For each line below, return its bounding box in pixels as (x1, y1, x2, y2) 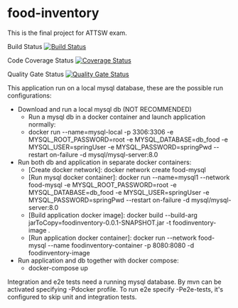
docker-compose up (28, 263, 89, 272)
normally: (28, 120, 56, 129)
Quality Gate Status (7, 70, 64, 78)
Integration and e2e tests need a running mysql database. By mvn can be (7, 277, 222, 286)
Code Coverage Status (7, 55, 74, 65)
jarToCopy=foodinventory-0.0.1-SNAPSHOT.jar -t (28, 218, 172, 227)
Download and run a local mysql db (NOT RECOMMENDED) (17, 105, 192, 113)
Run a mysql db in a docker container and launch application (28, 112, 206, 121)
